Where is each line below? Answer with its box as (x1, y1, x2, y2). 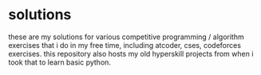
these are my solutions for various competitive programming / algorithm (8, 32, 245, 41)
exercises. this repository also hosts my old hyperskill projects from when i (8, 49, 254, 58)
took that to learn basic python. (8, 57, 112, 67)
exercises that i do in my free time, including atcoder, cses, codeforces (8, 40, 242, 49)
